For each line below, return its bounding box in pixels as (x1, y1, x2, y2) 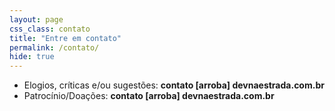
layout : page (9, 14, 64, 25)
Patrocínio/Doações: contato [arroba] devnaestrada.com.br (23, 90, 275, 102)
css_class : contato (9, 24, 91, 34)
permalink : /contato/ (9, 42, 100, 53)
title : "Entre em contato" (9, 33, 122, 43)
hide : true (9, 52, 55, 62)
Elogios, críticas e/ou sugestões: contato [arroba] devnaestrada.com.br (23, 79, 325, 91)
